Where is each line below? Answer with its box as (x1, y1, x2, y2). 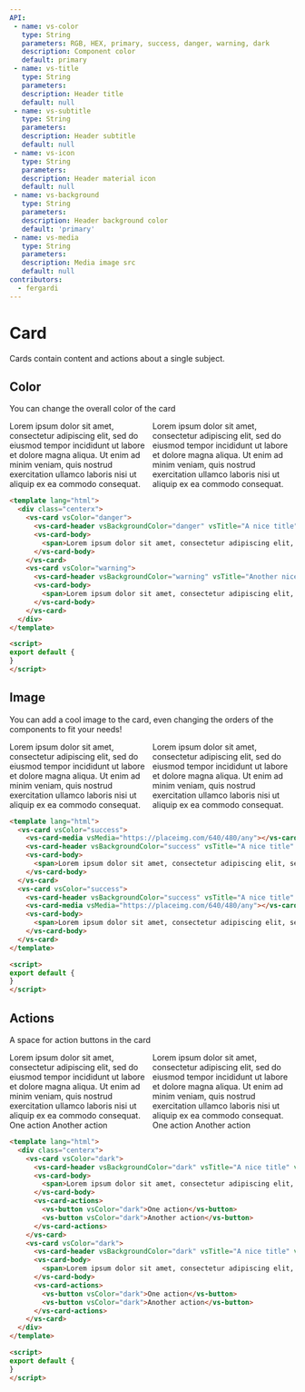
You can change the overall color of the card (9, 403, 176, 414)
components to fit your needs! (9, 723, 123, 734)
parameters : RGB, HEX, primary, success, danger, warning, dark (21, 38, 271, 48)
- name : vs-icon (13, 148, 75, 157)
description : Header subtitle (21, 132, 136, 141)
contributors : (9, 275, 64, 284)
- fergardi (17, 283, 59, 293)
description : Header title (21, 89, 124, 98)
